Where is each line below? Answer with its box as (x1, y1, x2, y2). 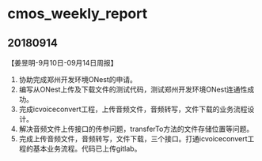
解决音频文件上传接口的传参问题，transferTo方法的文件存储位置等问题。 (18, 124, 254, 133)
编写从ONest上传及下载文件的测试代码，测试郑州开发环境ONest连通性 (18, 84, 248, 94)
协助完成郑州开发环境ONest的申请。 (18, 75, 138, 84)
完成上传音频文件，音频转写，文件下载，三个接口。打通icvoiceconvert (18, 134, 248, 143)
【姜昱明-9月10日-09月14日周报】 (7, 58, 118, 67)
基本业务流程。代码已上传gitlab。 (32, 144, 142, 153)
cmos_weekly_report (7, 5, 148, 23)
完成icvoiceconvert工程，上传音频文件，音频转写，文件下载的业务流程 (18, 104, 248, 114)
